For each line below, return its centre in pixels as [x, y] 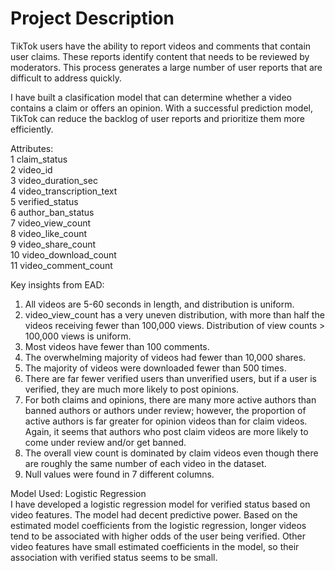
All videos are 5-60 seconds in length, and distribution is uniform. [159, 304]
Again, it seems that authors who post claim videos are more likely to [166, 431]
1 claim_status [39, 159]
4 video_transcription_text [64, 191]
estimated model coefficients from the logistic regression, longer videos [158, 525]
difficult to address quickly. [66, 78]
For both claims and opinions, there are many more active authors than [170, 399]
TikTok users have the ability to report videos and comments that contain [161, 46]
